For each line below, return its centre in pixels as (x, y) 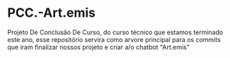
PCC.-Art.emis (52, 13)
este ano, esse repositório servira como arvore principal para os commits (114, 39)
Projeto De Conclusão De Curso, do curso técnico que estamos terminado (115, 32)
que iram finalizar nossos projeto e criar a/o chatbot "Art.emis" (98, 47)
